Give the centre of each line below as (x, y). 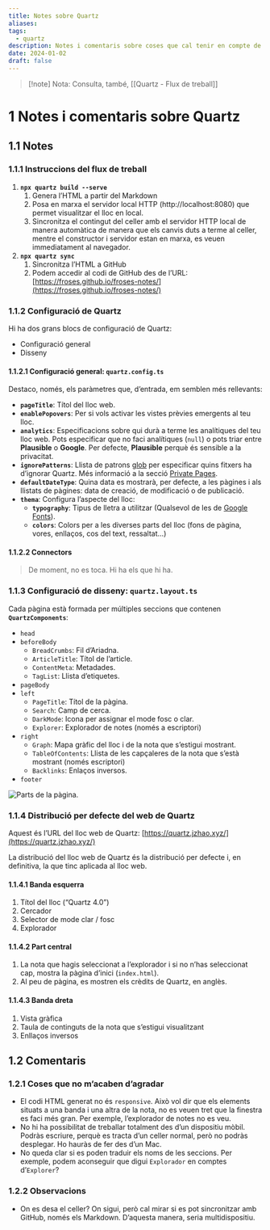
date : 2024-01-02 (37, 53)
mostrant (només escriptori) (79, 761)
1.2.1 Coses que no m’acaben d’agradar (86, 1084)
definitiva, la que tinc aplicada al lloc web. (78, 866)
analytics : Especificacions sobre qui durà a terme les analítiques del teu (140, 431)
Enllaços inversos (49, 1035)
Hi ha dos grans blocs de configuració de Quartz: (90, 329)
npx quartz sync (47, 256)
